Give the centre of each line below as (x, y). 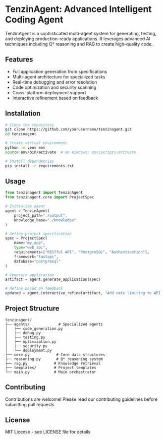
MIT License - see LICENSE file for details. (48, 432)
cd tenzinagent (21, 134)
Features (19, 60)
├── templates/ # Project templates (51, 368)
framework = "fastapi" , (36, 256)
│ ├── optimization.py (31, 342)
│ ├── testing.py (25, 337)
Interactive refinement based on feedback (55, 98)
